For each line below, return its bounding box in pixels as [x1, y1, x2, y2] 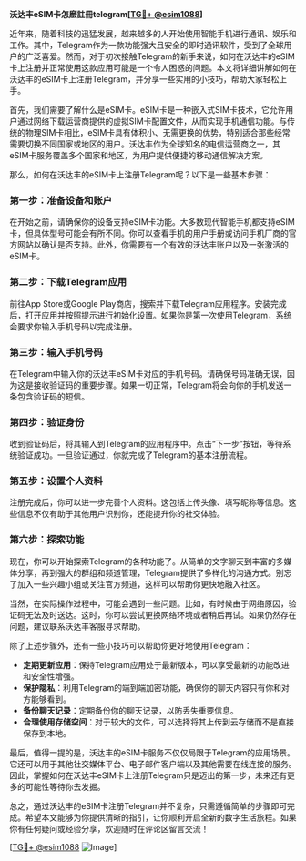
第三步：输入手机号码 [9, 346, 103, 359]
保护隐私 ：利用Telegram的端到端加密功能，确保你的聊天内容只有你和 [22, 682, 282, 693]
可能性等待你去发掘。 [25, 781, 106, 792]
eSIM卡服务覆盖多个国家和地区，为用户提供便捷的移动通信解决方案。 [9, 150, 269, 160]
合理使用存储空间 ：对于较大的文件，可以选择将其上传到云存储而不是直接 [22, 716, 294, 727]
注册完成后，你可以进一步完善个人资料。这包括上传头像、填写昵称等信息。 [9, 497, 289, 508]
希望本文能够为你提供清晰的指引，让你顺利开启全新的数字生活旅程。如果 [25, 812, 297, 823]
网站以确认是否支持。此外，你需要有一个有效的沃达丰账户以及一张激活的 [16, 239, 289, 250]
